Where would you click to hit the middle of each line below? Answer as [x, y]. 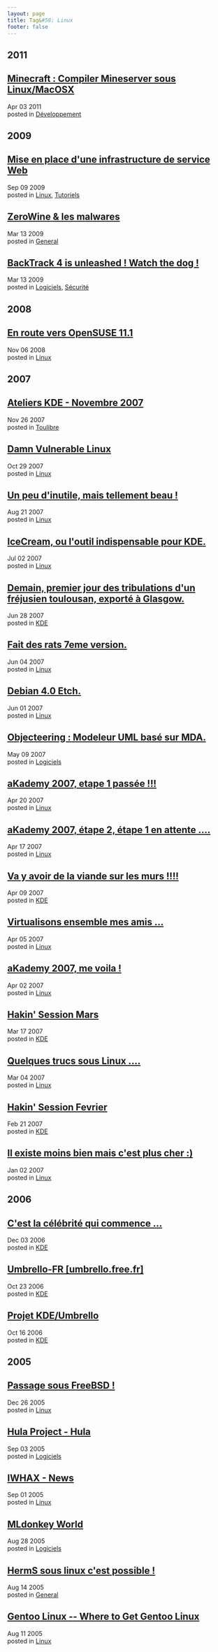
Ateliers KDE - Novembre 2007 [75, 403]
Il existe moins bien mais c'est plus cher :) [100, 1153]
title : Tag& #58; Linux [40, 20]
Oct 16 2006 [25, 1333]
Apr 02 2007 [26, 985]
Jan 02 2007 [26, 1170]
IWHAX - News [41, 1478]
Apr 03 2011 [24, 106]
